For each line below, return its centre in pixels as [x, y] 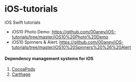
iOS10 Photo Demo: [31, 32]
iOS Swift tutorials [23, 22]
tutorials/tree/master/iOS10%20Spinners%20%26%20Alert [71, 47]
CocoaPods [23, 69]
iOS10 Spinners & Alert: [35, 42]
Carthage [21, 74]
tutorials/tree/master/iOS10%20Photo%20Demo [60, 37]
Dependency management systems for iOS [49, 58]
